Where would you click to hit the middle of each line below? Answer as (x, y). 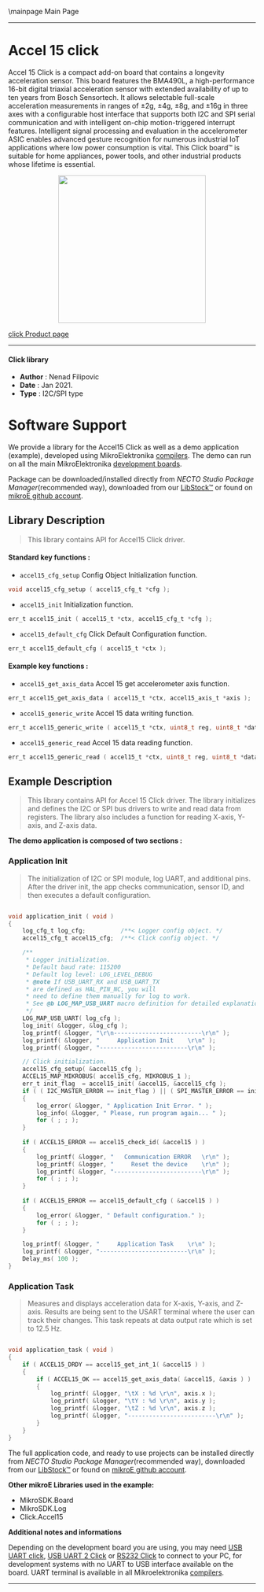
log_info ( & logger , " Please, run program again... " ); (131, 1113)
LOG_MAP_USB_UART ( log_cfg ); (72, 1018)
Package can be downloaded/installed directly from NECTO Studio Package (131, 479)
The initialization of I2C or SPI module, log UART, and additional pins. (139, 878)
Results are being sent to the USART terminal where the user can (150, 1312)
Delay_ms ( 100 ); (51, 1259)
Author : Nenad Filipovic (59, 377)
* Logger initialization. (68, 960)
